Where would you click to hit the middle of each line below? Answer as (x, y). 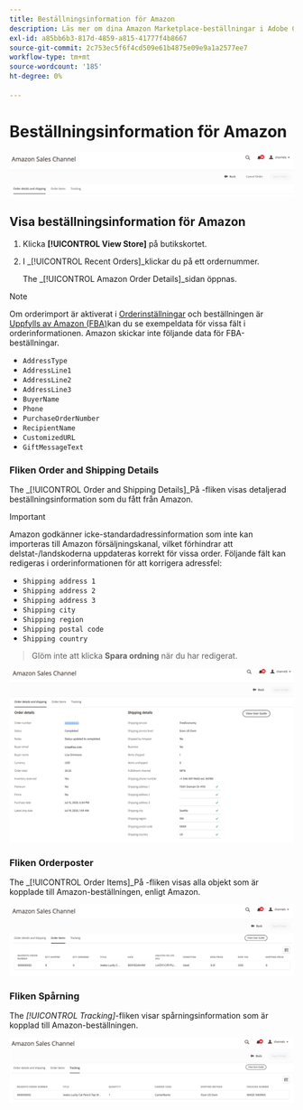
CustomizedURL (49, 437)
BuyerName (41, 399)
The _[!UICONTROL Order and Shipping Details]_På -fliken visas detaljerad (148, 490)
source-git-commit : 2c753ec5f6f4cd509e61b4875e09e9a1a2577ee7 (129, 48)
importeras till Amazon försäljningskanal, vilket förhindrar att (121, 544)
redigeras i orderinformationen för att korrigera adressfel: (116, 563)
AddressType (45, 361)
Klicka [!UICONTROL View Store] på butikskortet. (115, 243)
